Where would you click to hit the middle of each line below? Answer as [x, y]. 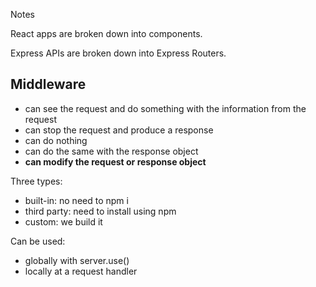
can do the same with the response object [111, 151]
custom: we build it [63, 221]
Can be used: [38, 241]
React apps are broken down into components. [106, 33]
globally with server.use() [77, 260]
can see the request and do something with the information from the [165, 108]
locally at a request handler [81, 271]
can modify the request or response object [115, 161]
